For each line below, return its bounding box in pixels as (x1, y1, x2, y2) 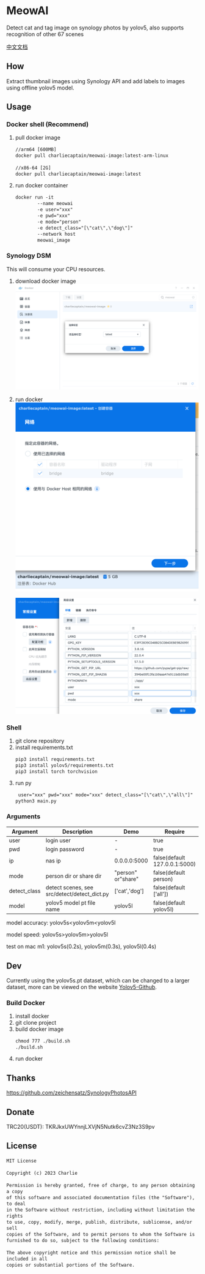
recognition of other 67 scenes (6, 30, 84, 37)
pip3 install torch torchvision (15, 769, 98, 775)
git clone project (15, 1019, 57, 1027)
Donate (6, 1107, 35, 1117)
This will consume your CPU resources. (6, 265, 106, 273)
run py (15, 779, 32, 787)
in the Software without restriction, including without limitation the (6, 1207, 195, 1213)
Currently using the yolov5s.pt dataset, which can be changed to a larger (6, 977, 190, 984)
